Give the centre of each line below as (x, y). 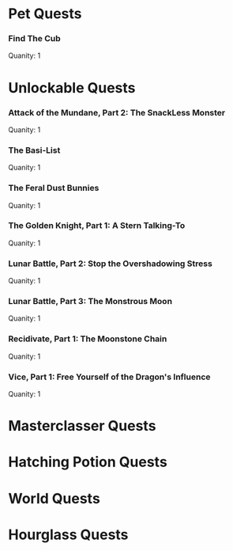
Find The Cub (34, 39)
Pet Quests (45, 14)
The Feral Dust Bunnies (54, 188)
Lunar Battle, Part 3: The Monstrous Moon (90, 302)
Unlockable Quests (72, 87)
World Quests (54, 498)
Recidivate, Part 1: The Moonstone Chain (88, 339)
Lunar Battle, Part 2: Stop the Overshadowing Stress (111, 264)
